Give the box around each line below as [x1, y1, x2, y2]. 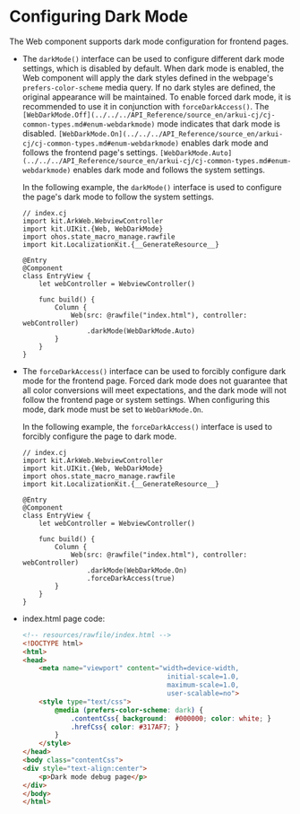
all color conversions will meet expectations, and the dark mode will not [21, 384, 287, 396]
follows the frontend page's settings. [21, 146, 159, 158]
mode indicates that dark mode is [156, 118, 280, 129]
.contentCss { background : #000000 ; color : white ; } [70, 713, 271, 723]
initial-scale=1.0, [167, 672, 240, 681]
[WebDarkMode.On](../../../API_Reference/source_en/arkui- [57, 129, 284, 138]
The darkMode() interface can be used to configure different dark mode [21, 53, 285, 64]
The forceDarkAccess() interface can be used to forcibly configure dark [21, 365, 287, 376]
